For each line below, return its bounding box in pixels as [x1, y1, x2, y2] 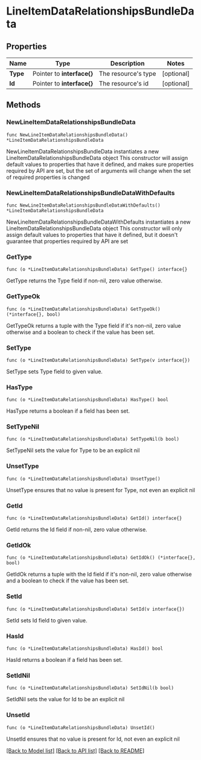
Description [110, 59, 145, 67]
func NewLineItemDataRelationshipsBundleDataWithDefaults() [6, 202, 161, 208]
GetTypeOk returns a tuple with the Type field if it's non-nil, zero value [6, 322, 181, 329]
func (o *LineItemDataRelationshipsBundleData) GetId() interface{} [6, 515, 182, 522]
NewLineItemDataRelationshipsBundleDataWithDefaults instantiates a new [6, 218, 191, 225]
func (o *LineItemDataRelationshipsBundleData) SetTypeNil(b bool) [6, 436, 180, 442]
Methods [6, 100, 41, 110]
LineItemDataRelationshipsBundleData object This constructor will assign [6, 154, 188, 161]
